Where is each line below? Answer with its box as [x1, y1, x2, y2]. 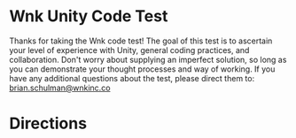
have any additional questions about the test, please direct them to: [9, 73, 255, 83]
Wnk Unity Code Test [9, 6, 168, 27]
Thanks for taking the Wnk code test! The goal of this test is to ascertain [9, 35, 273, 46]
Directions [9, 113, 87, 134]
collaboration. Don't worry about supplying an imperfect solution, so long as [9, 54, 287, 65]
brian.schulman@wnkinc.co [9, 82, 111, 93]
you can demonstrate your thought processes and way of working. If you [9, 64, 276, 74]
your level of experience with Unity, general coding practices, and [9, 44, 250, 55]
